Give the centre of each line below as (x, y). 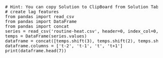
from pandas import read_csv (40, 17)
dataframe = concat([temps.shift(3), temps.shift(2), (70, 41)
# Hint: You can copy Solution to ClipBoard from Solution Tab (82, 7)
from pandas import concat (37, 26)
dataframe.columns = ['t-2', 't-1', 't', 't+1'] (64, 46)
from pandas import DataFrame (41, 21)
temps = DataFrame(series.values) (46, 36)
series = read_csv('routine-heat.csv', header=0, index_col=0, (82, 31)
